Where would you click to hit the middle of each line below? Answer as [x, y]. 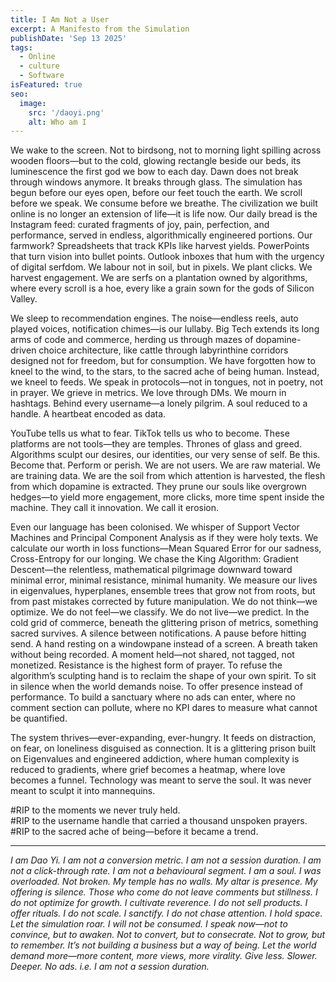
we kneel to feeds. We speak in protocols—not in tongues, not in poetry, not [166, 382]
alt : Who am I [57, 122]
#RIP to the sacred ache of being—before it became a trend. [134, 832]
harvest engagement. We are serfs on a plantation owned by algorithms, [159, 278]
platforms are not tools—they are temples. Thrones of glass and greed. [156, 444]
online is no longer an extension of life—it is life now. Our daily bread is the [164, 214]
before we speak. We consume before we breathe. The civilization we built [164, 203]
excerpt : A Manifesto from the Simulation [100, 29]
